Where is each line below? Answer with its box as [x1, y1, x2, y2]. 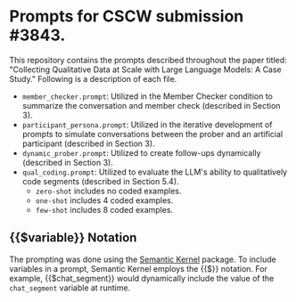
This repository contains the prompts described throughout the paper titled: [9, 54, 287, 65]
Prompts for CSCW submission [9, 6, 244, 27]
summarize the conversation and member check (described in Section [21, 100, 281, 110]
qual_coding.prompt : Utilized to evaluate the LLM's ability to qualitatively [21, 167, 288, 177]
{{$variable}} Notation [9, 230, 137, 246]
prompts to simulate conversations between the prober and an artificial [21, 128, 284, 139]
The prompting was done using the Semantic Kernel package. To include [9, 254, 276, 265]
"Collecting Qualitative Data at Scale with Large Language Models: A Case [9, 64, 283, 75]
